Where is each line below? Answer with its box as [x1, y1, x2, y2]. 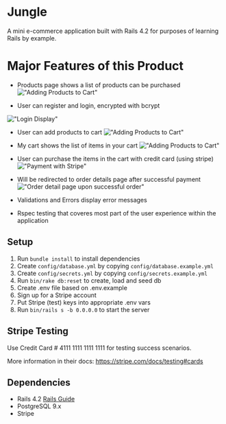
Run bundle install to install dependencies [16, 255, 140, 263]
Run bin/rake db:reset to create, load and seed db [16, 276, 162, 285]
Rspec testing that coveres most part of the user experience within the [16, 209, 216, 217]
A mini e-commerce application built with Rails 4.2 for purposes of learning [7, 27, 219, 35]
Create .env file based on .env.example [16, 283, 128, 292]
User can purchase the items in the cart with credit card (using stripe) [16, 154, 214, 163]
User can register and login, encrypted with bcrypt [16, 101, 160, 110]
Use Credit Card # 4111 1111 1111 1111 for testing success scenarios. [7, 344, 192, 352]
